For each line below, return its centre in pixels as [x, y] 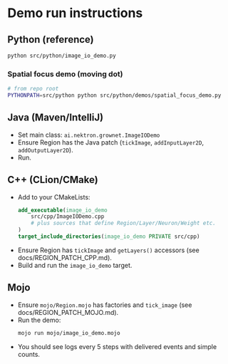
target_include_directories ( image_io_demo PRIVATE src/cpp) [109, 236]
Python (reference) [51, 40]
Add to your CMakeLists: [54, 197]
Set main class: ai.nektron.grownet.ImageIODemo [89, 135]
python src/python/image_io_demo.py [62, 56]
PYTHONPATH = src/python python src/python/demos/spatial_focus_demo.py [114, 95]
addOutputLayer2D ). [45, 150]
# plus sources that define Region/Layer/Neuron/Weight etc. [123, 223]
